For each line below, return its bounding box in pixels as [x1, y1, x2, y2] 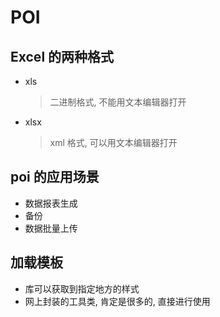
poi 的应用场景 [10, 169, 100, 186]
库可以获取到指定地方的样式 [24, 282, 140, 295]
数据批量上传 [24, 222, 78, 234]
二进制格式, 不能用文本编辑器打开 [49, 96, 187, 108]
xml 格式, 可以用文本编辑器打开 [49, 137, 178, 148]
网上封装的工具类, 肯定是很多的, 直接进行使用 [24, 295, 211, 307]
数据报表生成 [24, 197, 78, 209]
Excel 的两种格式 [10, 48, 115, 65]
